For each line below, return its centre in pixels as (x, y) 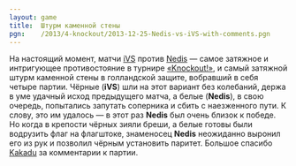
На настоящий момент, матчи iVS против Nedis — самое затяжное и (139, 59)
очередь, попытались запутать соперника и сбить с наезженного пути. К (148, 106)
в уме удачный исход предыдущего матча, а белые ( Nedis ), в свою (137, 96)
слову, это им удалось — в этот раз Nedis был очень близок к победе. (143, 115)
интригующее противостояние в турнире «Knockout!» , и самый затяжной (148, 68)
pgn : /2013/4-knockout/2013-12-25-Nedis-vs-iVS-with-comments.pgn (140, 34)
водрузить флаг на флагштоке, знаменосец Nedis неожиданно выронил (145, 134)
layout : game (33, 17)
